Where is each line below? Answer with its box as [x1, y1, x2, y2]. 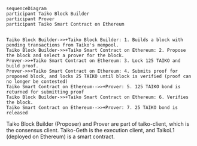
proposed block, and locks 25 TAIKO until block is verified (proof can [6, 73, 192, 79]
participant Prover [6, 16, 55, 22]
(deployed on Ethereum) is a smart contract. [6, 133, 115, 140]
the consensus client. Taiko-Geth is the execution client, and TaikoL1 [6, 127, 175, 133]
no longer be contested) [6, 79, 68, 85]
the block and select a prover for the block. [6, 52, 125, 58]
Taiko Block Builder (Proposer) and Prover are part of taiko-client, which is [6, 120, 190, 128]
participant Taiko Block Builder [6, 11, 90, 17]
